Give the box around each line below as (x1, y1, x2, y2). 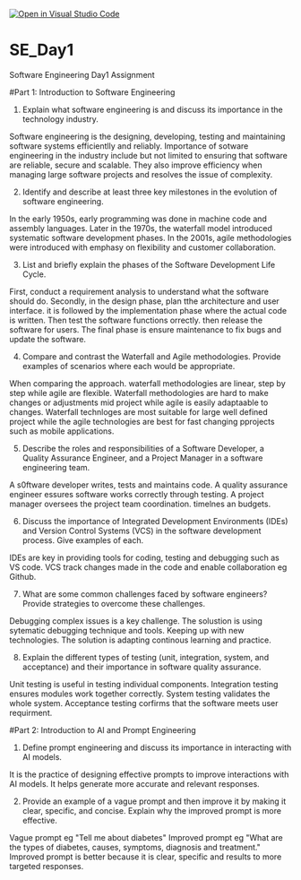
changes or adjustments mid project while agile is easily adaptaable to (9, 397, 269, 408)
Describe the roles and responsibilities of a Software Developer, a (21, 443, 264, 453)
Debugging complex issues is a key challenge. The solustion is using (9, 615, 262, 626)
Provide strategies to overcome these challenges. (21, 598, 206, 608)
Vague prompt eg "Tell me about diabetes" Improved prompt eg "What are (9, 832, 284, 842)
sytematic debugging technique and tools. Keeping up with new (9, 625, 245, 635)
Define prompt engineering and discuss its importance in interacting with (21, 742, 292, 753)
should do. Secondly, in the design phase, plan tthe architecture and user (9, 296, 279, 306)
